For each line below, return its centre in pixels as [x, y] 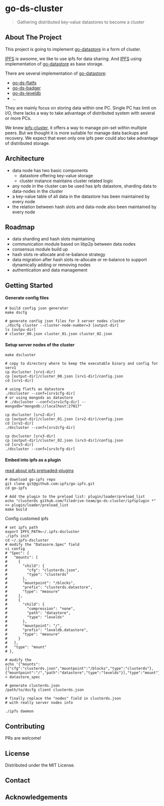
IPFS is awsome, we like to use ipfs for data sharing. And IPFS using [73, 59]
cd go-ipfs [16, 488]
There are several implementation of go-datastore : [56, 73]
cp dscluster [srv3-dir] [30, 436]
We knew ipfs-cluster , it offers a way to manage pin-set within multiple [76, 127]
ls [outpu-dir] [20, 329]
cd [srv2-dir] [20, 424]
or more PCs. [18, 118]
